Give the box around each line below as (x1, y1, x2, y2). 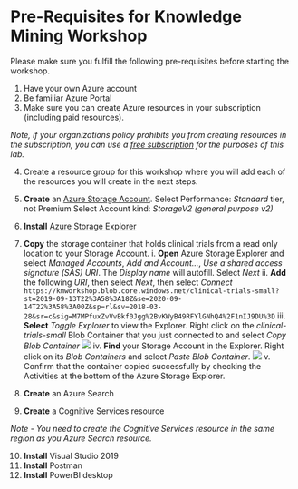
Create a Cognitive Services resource (23, 406, 165, 416)
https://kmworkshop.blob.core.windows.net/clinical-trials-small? (23, 286, 280, 296)
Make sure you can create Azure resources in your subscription (23, 102, 262, 112)
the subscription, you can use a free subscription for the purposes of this (10, 139, 284, 150)
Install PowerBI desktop (23, 469, 114, 480)
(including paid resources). (23, 112, 125, 122)
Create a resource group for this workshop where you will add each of (23, 166, 286, 177)
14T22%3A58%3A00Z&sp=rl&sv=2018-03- (23, 302, 162, 311)
